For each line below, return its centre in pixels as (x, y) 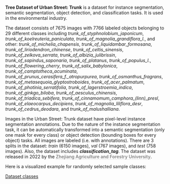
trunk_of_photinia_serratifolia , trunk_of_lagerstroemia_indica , (69, 87)
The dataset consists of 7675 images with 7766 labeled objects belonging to (85, 28)
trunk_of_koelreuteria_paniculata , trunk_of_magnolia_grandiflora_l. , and (80, 39)
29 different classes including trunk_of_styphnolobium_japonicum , (75, 33)
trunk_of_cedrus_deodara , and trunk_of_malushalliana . (63, 109)
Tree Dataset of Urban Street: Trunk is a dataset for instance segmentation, (85, 7)
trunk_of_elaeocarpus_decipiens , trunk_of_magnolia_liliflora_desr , (74, 103)
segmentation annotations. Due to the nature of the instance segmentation (83, 124)
